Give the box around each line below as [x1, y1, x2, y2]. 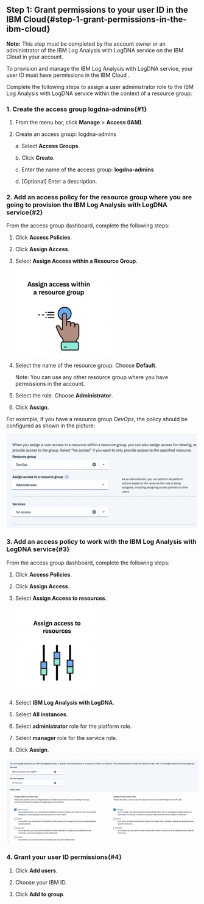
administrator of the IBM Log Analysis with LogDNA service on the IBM [6, 46, 184, 54]
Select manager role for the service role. [15, 734, 118, 741]
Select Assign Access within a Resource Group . [15, 257, 138, 265]
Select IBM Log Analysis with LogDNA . [15, 699, 114, 706]
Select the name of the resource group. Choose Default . [15, 362, 157, 369]
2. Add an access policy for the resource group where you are [6, 193, 192, 202]
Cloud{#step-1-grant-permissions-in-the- [23, 15, 187, 25]
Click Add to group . [15, 890, 65, 898]
